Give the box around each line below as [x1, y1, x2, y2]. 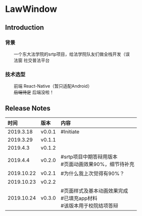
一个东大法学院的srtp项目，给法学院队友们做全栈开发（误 [14, 51, 130, 57]
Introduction [5, 23, 44, 32]
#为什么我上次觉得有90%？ [61, 170, 125, 177]
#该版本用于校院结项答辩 [61, 202, 118, 209]
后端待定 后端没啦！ [14, 89, 54, 95]
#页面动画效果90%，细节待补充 [61, 161, 135, 167]
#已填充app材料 [61, 195, 98, 202]
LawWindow [5, 3, 58, 15]
